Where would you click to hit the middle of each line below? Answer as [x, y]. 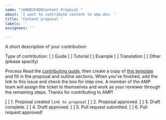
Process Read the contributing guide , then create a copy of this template [79, 71]
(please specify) [22, 61]
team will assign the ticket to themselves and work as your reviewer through [83, 87]
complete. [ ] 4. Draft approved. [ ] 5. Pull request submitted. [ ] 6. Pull [76, 107]
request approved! [24, 113]
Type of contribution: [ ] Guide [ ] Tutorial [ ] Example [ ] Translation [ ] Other [83, 56]
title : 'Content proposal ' [34, 19]
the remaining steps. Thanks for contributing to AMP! [59, 92]
